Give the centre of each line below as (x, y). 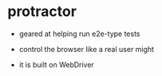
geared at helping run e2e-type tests (79, 34)
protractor (42, 12)
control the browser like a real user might (87, 49)
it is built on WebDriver (57, 64)
